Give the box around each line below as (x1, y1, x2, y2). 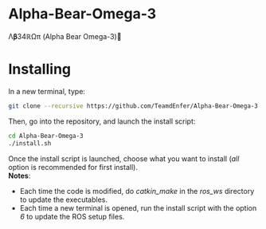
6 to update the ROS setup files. (19, 211, 125, 221)
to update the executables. (19, 195, 108, 204)
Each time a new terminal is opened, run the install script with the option (19, 203, 257, 212)
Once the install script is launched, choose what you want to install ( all (8, 153, 240, 164)
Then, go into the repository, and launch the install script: (8, 116, 196, 126)
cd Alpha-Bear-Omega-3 (8, 132, 84, 140)
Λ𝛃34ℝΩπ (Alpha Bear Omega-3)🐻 (8, 31, 122, 41)
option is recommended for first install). (8, 162, 138, 172)
